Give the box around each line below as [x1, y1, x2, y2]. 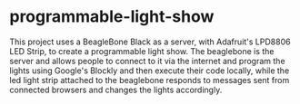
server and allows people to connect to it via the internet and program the [9, 55, 285, 66]
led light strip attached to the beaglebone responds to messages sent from [9, 74, 290, 85]
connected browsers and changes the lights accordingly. [9, 84, 223, 95]
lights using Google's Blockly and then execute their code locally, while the [9, 65, 290, 76]
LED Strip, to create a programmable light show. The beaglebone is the [9, 45, 275, 56]
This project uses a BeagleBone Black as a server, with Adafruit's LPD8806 [9, 36, 291, 47]
